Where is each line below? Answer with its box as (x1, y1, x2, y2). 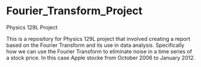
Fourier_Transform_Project (6, 4, 143, 18)
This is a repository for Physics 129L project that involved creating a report (6, 35, 191, 42)
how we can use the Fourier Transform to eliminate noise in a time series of (6, 47, 193, 55)
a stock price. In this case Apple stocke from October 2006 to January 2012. (6, 54, 196, 61)
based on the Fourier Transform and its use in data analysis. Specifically (6, 42, 185, 49)
